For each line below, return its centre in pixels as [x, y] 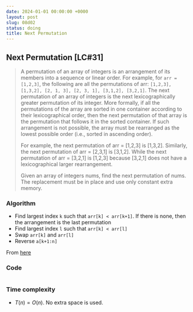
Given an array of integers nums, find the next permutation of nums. [103, 175]
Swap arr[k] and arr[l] [44, 235]
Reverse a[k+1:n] [36, 241]
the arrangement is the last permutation [63, 223]
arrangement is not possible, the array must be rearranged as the [100, 128]
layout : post [22, 17]
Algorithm [21, 203]
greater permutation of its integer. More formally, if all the [90, 102]
